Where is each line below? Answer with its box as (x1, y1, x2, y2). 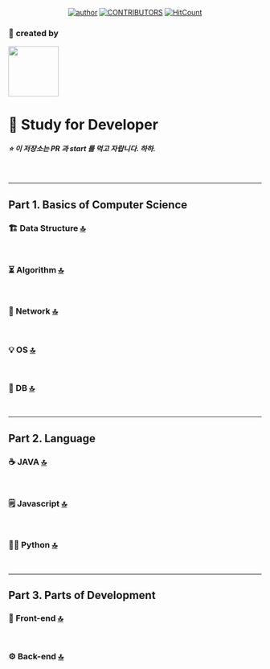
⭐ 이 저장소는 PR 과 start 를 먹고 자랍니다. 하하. (8, 144, 156, 154)
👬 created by (8, 27, 59, 39)
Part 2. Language (8, 431, 96, 445)
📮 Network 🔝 (8, 306, 59, 317)
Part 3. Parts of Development (8, 589, 156, 602)
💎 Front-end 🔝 (8, 612, 64, 623)
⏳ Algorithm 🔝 (8, 265, 64, 276)
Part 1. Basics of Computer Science (8, 198, 188, 211)
